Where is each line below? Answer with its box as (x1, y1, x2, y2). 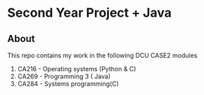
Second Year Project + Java (7, 5, 172, 21)
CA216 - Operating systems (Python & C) (17, 65, 136, 73)
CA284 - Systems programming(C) (17, 80, 120, 88)
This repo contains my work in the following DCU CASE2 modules (7, 51, 198, 59)
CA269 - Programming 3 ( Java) (17, 72, 111, 80)
